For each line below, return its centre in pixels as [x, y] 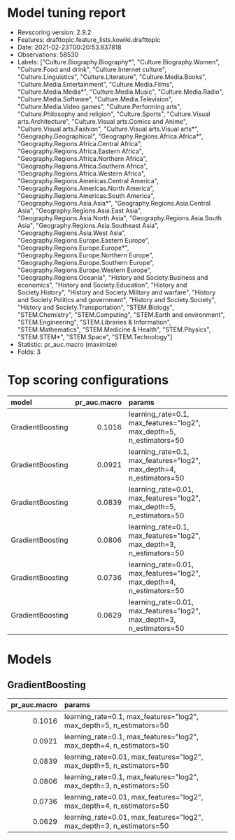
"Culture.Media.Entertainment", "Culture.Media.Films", [95, 84]
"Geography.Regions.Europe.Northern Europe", [85, 255]
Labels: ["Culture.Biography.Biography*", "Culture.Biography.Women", [119, 62]
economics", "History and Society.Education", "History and [102, 285]
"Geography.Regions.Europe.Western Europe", [84, 270]
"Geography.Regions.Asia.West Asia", [72, 233]
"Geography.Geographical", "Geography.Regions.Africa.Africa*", [110, 136]
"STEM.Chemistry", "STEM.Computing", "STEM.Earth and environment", [121, 314]
